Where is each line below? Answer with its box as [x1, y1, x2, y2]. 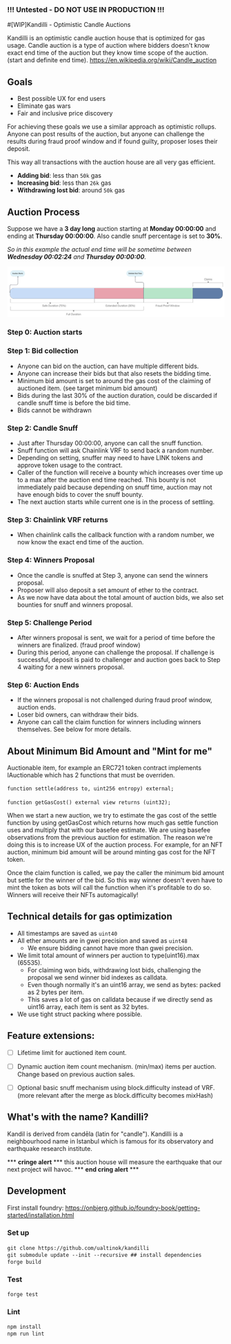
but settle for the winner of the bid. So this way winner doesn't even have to [7, 876, 223, 885]
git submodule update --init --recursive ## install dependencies [7, 1251, 202, 1258]
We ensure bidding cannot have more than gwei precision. [27, 943, 194, 952]
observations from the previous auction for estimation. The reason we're [7, 834, 213, 842]
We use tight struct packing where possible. [17, 1010, 143, 1018]
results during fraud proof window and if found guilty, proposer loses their [7, 137, 218, 146]
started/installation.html [7, 1210, 74, 1219]
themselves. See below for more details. [17, 725, 132, 734]
